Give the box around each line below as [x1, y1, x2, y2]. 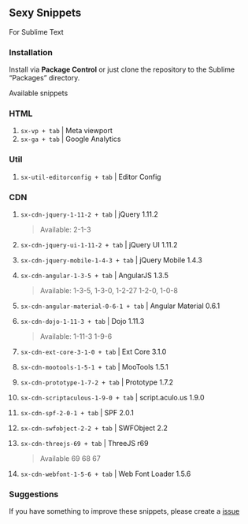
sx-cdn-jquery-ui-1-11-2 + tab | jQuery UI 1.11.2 [20, 240, 178, 249]
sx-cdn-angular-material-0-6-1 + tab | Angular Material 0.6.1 [20, 301, 220, 310]
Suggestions [9, 489, 59, 500]
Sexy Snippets [9, 6, 82, 20]
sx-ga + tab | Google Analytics [20, 134, 121, 144]
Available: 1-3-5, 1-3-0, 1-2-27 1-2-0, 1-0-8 [39, 286, 178, 295]
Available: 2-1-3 [39, 225, 91, 234]
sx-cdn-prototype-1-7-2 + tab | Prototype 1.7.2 [20, 377, 174, 387]
